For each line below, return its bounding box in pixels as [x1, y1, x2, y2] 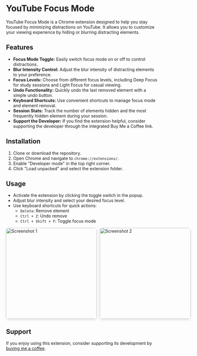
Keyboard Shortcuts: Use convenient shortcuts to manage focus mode [13, 97, 156, 103]
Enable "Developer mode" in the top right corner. [13, 161, 111, 166]
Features [6, 43, 33, 51]
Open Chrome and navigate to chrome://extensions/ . [13, 155, 119, 161]
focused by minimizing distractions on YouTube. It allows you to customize [6, 24, 155, 30]
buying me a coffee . [6, 345, 46, 352]
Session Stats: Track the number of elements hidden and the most [13, 108, 147, 113]
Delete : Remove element [20, 208, 70, 214]
